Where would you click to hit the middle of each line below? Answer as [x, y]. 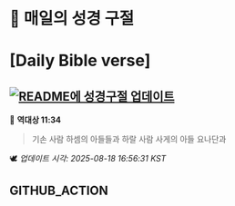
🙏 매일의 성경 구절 [72, 19]
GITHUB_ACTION [59, 190]
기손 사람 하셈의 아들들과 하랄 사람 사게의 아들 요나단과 [129, 139]
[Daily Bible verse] [80, 61]
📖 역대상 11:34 [36, 120]
